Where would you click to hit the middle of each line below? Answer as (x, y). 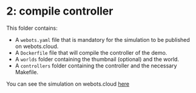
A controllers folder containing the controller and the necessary (96, 66)
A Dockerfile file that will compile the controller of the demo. (91, 52)
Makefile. (26, 72)
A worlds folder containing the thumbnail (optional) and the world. (97, 59)
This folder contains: (32, 28)
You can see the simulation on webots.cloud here (68, 84)
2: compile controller (60, 11)
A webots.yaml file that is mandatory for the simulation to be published (102, 40)
